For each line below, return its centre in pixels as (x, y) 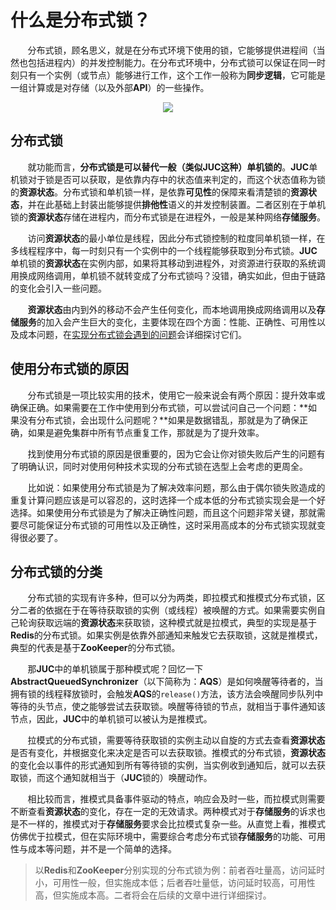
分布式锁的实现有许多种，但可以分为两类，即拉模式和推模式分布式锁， (172, 598)
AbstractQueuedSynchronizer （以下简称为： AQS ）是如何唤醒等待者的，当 (167, 682)
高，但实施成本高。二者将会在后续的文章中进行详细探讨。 (153, 895)
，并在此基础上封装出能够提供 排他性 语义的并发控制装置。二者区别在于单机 (172, 204)
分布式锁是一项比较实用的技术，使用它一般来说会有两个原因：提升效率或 (176, 395)
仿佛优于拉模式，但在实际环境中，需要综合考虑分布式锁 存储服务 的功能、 (159, 837)
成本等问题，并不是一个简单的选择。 (102, 849)
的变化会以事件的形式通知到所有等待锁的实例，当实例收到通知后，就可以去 (163, 765)
